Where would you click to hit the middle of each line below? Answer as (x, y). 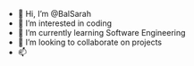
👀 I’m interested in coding (65, 23)
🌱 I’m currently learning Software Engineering (101, 33)
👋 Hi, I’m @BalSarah (55, 14)
